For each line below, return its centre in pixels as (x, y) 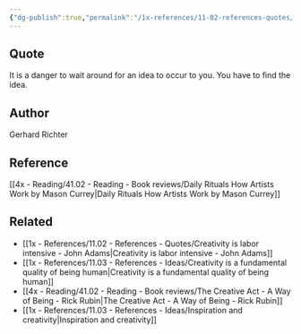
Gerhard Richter (39, 134)
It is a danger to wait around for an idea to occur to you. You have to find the (150, 75)
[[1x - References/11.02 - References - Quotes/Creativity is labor (141, 244)
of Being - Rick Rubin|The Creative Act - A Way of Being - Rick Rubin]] (152, 300)
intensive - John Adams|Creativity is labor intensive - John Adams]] (147, 253)
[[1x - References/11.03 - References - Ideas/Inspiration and (133, 310)
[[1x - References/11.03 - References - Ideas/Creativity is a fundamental (155, 262)
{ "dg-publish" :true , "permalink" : (72, 17)
